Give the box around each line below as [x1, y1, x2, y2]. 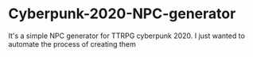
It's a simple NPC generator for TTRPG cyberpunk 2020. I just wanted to [8, 31, 245, 40]
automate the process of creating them [8, 39, 137, 48]
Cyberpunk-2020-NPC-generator [8, 5, 236, 23]
